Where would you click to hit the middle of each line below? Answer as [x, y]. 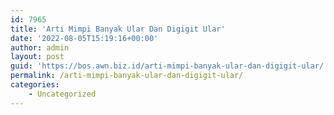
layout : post [37, 57]
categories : [35, 85]
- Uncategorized [62, 94]
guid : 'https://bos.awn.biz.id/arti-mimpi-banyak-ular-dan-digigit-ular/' [169, 66]
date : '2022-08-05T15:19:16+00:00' [84, 38]
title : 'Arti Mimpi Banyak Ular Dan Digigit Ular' [118, 29]
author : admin [40, 47]
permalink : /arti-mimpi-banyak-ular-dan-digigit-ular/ [127, 76]
